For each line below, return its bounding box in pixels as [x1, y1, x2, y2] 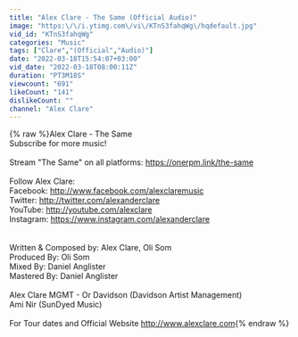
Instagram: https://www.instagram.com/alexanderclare [9, 214, 211, 225]
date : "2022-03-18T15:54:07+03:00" [9, 54, 142, 63]
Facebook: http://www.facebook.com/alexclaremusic [9, 185, 204, 196]
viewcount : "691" [9, 79, 74, 88]
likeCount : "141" [9, 87, 74, 96]
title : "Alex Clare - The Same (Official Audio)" [9, 12, 198, 22]
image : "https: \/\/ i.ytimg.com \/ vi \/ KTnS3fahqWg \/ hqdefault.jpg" [9, 21, 257, 30]
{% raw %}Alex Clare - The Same [9, 128, 133, 139]
